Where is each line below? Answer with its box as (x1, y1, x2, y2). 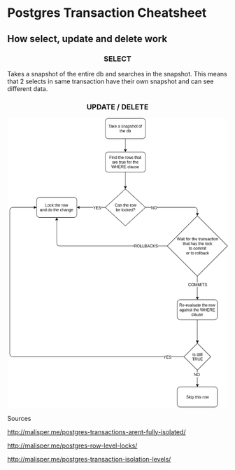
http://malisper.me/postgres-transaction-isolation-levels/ (7, 455, 171, 463)
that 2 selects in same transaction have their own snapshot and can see (7, 77, 214, 85)
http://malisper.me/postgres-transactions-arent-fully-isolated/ (7, 427, 186, 436)
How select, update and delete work (7, 33, 168, 45)
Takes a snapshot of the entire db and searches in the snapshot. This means (7, 69, 227, 78)
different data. (7, 84, 48, 92)
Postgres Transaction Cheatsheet (7, 5, 207, 21)
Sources (7, 414, 31, 422)
